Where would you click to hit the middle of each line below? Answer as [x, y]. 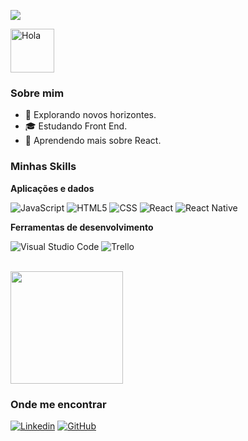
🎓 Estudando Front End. [76, 126]
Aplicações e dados [52, 188]
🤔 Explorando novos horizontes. [90, 115]
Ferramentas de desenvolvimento [82, 227]
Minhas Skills [43, 167]
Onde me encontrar [58, 404]
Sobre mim [37, 93]
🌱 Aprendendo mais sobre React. [93, 141]
